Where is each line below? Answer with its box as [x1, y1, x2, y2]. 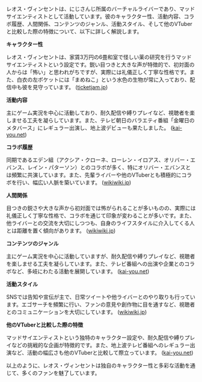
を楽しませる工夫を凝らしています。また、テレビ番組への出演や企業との [6, 260, 185, 267]
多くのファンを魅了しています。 [22, 369, 100, 377]
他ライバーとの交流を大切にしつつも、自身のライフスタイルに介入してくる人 [6, 219, 195, 227]
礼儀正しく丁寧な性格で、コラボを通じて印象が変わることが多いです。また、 [6, 212, 195, 219]
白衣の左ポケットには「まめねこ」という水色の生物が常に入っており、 [16, 76, 191, 83]
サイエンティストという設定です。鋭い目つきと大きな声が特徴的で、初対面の [6, 61, 195, 68]
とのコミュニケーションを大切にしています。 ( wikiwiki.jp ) [6, 308, 147, 315]
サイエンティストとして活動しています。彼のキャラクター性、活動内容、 [6, 13, 185, 20]
